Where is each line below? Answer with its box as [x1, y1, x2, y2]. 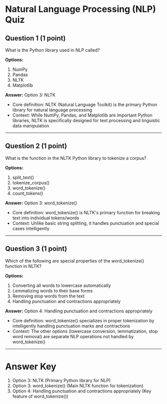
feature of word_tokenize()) [12, 393, 69, 399]
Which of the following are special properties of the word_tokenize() [5, 258, 145, 264]
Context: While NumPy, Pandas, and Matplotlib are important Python [12, 112, 153, 118]
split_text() [12, 174, 34, 180]
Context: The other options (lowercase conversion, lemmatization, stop [12, 328, 158, 334]
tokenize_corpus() [12, 179, 50, 185]
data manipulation [12, 123, 50, 129]
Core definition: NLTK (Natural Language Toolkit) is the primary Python [12, 102, 158, 108]
